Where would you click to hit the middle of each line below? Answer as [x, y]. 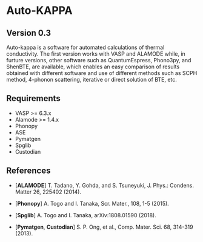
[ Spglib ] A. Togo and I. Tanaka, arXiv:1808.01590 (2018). [85, 215]
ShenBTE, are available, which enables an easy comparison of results [93, 67]
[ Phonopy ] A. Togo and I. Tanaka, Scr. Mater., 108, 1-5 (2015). [92, 203]
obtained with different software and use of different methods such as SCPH [102, 73]
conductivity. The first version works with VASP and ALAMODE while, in [96, 54]
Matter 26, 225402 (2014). [48, 192]
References [28, 171]
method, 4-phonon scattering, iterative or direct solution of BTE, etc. [92, 80]
